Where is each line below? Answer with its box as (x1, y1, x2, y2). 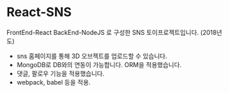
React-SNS (6, 4, 72, 20)
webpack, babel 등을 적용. (16, 78, 91, 86)
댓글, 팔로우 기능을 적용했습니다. (16, 69, 105, 78)
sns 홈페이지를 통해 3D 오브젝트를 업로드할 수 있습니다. (16, 52, 168, 60)
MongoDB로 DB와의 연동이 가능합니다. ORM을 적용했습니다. (16, 60, 182, 69)
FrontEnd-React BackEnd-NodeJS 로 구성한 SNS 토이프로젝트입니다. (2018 (6, 28, 217, 36)
